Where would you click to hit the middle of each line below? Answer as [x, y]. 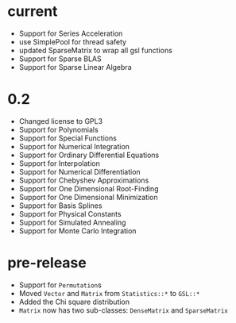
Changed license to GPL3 [61, 121]
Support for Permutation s [60, 285]
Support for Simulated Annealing [72, 222]
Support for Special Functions [68, 138]
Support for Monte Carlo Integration [77, 231]
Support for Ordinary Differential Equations [89, 155]
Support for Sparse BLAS [60, 59]
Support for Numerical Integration [74, 146]
